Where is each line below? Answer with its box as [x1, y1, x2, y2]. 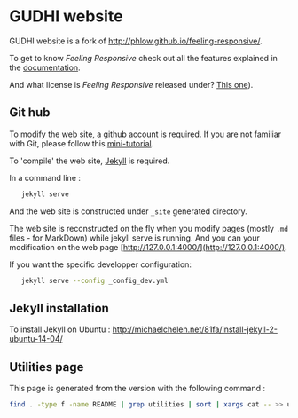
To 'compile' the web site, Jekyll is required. [9, 155, 170, 166]
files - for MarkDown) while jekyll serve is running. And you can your [9, 233, 260, 243]
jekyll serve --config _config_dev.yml [20, 276, 169, 285]
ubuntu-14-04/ [9, 334, 64, 344]
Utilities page [9, 359, 84, 375]
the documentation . [9, 62, 82, 73]
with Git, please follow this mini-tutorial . [9, 138, 154, 148]
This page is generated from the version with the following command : [9, 383, 266, 394]
